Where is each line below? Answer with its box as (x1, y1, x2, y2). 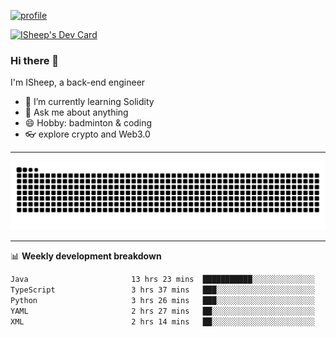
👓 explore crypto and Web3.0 (24, 128, 151, 140)
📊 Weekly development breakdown (10, 250, 162, 262)
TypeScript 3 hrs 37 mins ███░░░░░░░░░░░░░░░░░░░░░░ (10, 285, 315, 295)
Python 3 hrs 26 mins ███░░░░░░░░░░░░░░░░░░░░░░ (10, 295, 315, 305)
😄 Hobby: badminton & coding (24, 117, 153, 129)
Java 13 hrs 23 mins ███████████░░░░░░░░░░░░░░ (10, 275, 315, 285)
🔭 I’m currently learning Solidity (24, 96, 155, 108)
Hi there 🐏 (10, 53, 60, 67)
